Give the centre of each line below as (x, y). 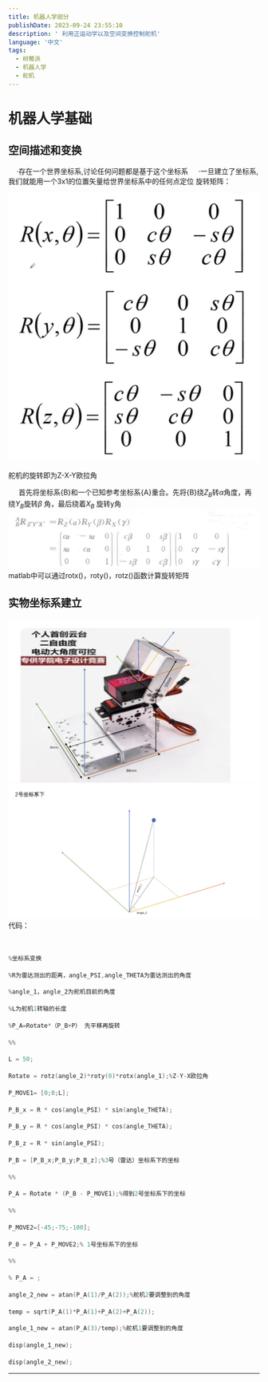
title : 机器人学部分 (39, 17)
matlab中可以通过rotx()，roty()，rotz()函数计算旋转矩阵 (99, 575)
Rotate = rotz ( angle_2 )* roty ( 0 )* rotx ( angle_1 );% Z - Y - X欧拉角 (108, 1077)
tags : (17, 51)
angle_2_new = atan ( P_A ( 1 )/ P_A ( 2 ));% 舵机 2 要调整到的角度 (99, 1295)
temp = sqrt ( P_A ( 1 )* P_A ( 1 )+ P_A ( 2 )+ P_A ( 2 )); (82, 1312)
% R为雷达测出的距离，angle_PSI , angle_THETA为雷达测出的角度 (100, 975)
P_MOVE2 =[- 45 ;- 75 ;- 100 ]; (49, 1227)
